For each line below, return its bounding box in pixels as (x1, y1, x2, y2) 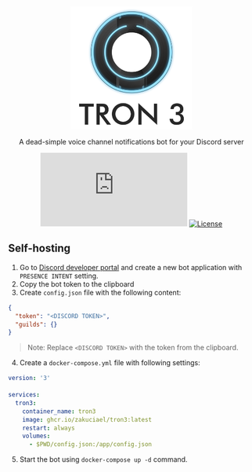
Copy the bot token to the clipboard (19, 279, 135, 288)
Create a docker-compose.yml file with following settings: (19, 358, 201, 368)
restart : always (22, 424, 76, 432)
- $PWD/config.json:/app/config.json (28, 441, 153, 448)
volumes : (22, 432, 51, 441)
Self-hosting (8, 242, 71, 255)
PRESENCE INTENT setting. (19, 271, 99, 280)
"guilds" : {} (15, 320, 58, 328)
